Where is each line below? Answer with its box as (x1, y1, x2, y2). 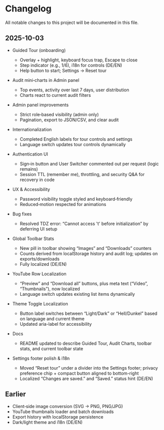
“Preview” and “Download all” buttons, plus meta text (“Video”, (19, 280, 148, 286)
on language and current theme (19, 315, 84, 322)
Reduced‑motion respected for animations (19, 201, 106, 207)
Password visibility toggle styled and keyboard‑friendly (19, 196, 133, 202)
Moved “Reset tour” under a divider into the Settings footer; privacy (19, 365, 158, 371)
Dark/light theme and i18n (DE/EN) (12, 419, 83, 425)
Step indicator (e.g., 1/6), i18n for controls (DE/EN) (19, 62, 123, 68)
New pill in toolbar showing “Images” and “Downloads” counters (19, 245, 152, 251)
